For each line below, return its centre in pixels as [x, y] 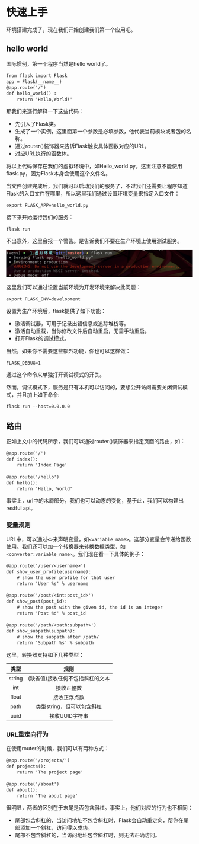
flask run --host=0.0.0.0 [38, 407]
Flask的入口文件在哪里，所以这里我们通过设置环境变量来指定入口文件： [93, 193]
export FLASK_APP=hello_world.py [47, 205]
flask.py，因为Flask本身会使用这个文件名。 [59, 173]
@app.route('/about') [33, 784]
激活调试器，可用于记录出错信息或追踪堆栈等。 [72, 323]
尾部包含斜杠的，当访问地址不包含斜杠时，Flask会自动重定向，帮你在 [99, 820]
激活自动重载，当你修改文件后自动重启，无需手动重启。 [82, 331]
